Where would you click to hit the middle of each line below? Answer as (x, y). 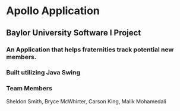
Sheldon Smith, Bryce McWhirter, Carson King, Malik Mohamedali (86, 101)
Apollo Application (53, 11)
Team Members (29, 89)
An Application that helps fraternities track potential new (90, 50)
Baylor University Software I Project (74, 33)
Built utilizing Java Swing (43, 73)
